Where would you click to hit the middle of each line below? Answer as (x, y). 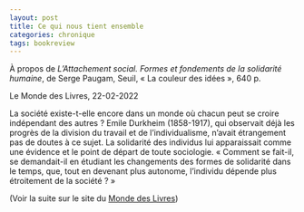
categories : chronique (52, 34)
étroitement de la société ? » (63, 181)
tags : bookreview (42, 43)
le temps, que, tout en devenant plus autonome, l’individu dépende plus (143, 171)
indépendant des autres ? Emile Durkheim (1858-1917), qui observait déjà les (152, 123)
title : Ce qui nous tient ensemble (77, 26)
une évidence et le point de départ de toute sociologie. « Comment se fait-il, (152, 152)
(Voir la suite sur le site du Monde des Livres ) (94, 198)
